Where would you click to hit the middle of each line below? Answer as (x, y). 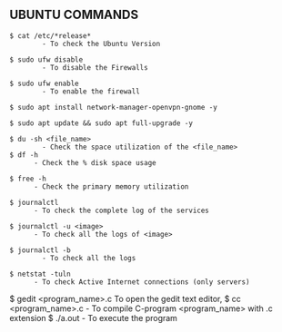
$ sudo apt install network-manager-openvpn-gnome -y (114, 107)
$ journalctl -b (40, 250)
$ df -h (24, 155)
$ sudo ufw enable (44, 83)
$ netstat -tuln (40, 274)
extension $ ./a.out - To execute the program (93, 317)
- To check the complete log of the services (121, 210)
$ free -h (28, 179)
